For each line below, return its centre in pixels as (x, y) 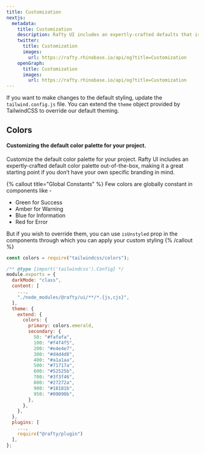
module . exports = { (31, 275)
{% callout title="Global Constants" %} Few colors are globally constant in (100, 184)
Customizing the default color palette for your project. (76, 146)
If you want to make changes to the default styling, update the (85, 98)
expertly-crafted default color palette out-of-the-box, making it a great (95, 165)
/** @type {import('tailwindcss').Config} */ (65, 269)
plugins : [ (26, 423)
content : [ (26, 286)
